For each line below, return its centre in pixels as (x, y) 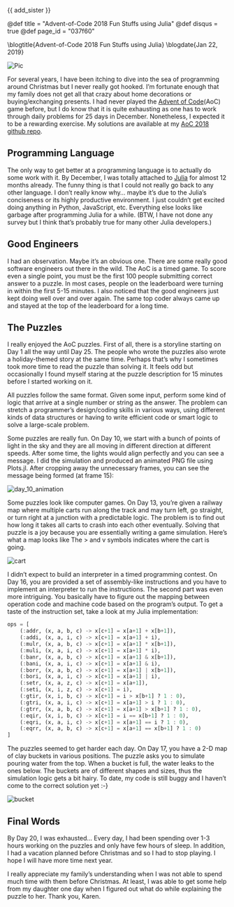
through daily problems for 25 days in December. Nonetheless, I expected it (116, 116)
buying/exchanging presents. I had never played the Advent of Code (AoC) (114, 101)
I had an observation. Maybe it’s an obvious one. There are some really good (117, 261)
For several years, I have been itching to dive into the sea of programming (114, 79)
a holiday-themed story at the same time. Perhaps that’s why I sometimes (113, 359)
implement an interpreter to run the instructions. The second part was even (115, 589)
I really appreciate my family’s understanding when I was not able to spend (115, 874)
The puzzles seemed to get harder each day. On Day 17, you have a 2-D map (117, 749)
